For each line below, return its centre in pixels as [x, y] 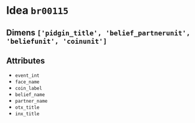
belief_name [30, 95]
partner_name [31, 101]
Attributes [25, 61]
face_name [27, 82]
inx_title [27, 114]
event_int [27, 76]
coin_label [28, 88]
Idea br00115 [37, 10]
